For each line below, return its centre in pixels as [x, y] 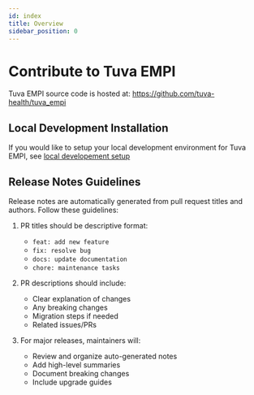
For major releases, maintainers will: [80, 340]
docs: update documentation [80, 259]
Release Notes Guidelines [75, 182]
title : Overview [36, 24]
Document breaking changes [81, 373]
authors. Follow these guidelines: [64, 210]
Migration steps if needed [75, 316]
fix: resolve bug [62, 250]
